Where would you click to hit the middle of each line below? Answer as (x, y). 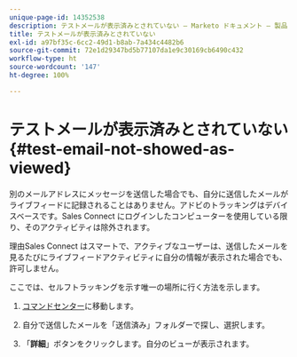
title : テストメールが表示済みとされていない (82, 34)
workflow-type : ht (43, 59)
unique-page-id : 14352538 (57, 17)
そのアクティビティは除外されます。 (90, 226)
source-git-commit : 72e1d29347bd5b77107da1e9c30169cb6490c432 (126, 51)
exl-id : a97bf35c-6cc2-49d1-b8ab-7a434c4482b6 (97, 42)
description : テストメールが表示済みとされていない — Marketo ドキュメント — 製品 (148, 26)
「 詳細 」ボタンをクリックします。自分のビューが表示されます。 (138, 344)
